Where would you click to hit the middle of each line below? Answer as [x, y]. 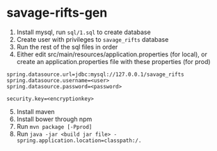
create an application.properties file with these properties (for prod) [113, 61]
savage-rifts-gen [57, 13]
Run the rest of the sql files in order [67, 47]
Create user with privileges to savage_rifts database [93, 39]
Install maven [35, 111]
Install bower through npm [54, 119]
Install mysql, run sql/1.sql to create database [83, 32]
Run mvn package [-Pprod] [54, 126]
